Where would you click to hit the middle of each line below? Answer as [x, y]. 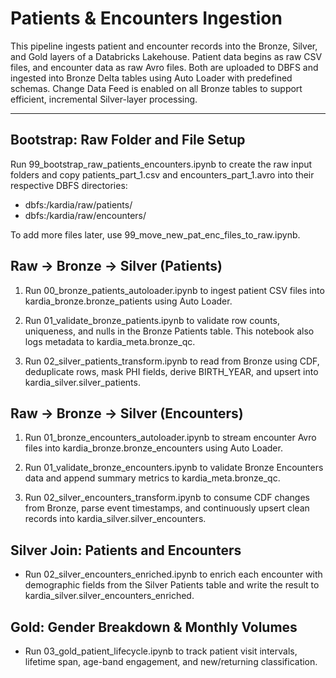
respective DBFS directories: [69, 185]
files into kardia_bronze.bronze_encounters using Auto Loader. [153, 448]
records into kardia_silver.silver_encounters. [115, 519]
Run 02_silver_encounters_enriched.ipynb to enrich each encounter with [173, 574]
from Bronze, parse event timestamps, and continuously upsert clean [167, 508]
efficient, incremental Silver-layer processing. [104, 99]
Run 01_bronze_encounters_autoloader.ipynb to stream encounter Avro [170, 438]
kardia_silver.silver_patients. [82, 382]
